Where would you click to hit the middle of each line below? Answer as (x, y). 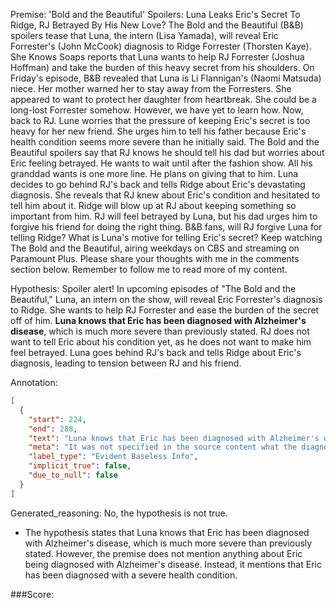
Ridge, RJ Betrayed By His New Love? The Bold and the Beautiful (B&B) (157, 25)
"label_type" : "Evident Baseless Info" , (113, 457)
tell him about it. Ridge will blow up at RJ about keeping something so (153, 205)
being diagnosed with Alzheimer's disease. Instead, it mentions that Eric (173, 564)
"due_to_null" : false (73, 475)
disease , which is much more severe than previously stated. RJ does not (160, 331)
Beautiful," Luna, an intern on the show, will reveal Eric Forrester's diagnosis (166, 299)
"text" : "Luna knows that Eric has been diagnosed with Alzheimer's (174, 438)
